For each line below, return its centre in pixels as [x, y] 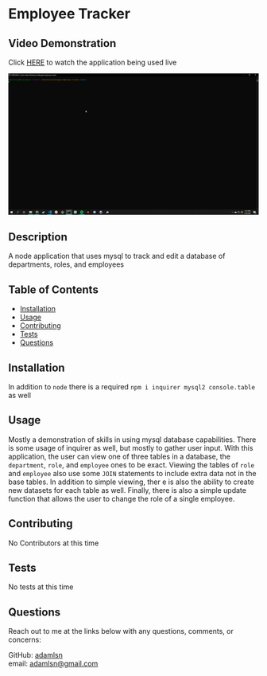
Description [38, 237]
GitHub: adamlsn [36, 655]
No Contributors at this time [54, 543]
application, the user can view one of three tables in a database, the [120, 456]
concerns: [25, 640]
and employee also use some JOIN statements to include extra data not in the [132, 473]
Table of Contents [54, 289]
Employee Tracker [70, 14]
